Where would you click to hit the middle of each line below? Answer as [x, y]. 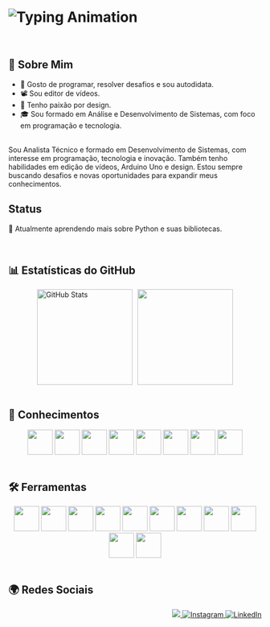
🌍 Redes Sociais [51, 590]
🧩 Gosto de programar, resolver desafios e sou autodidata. [117, 84]
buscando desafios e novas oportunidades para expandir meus [113, 175]
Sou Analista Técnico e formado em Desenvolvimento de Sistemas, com [127, 150]
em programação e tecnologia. [71, 126]
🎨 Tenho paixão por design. [65, 105]
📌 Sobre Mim [41, 65]
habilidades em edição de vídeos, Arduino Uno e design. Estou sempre [126, 167]
